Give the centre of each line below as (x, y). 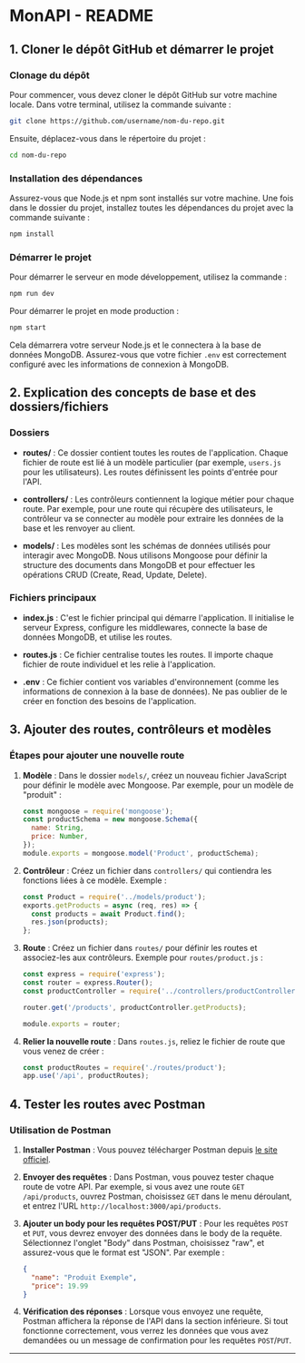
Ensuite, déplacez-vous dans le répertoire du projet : (108, 138)
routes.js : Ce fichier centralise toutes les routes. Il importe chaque (148, 654)
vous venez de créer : (63, 1051)
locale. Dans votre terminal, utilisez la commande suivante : (120, 104)
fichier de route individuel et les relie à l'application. (119, 664)
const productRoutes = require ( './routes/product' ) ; (124, 1067)
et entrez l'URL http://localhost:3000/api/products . (122, 1206)
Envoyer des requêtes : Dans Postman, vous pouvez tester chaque (148, 1177)
